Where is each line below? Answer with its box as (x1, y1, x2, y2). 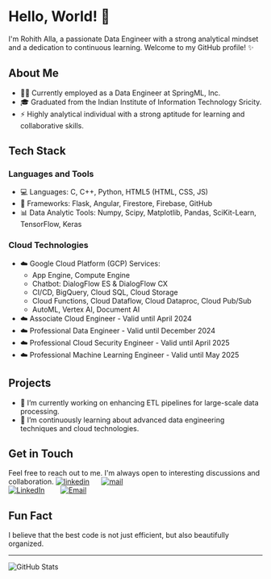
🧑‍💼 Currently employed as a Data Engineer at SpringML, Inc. (19, 88, 221, 98)
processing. (19, 406, 60, 416)
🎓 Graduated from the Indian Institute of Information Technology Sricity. (19, 97, 262, 107)
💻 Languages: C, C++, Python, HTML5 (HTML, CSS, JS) (19, 187, 208, 197)
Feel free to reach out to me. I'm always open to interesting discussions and (8, 468, 261, 478)
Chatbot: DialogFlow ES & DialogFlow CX (31, 279, 168, 288)
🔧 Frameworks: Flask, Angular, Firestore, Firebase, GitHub (19, 199, 213, 208)
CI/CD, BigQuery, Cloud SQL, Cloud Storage (31, 287, 179, 297)
